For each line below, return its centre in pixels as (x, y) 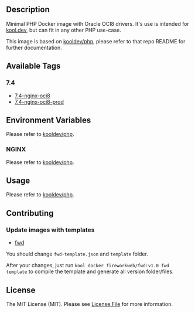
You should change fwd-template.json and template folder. (77, 254)
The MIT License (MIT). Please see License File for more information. (89, 304)
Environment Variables (49, 120)
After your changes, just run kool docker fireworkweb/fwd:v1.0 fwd (88, 266)
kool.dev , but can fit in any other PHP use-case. (64, 30)
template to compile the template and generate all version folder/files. (90, 271)
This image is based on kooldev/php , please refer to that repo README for (96, 41)
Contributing (30, 213)
